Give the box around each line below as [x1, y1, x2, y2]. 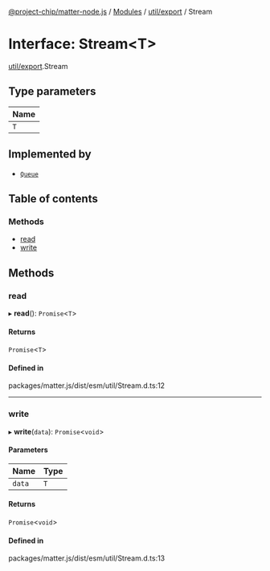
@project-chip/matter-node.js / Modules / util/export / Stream [8, 7, 213, 16]
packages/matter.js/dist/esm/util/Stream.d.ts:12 [8, 381, 166, 390]
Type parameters [8, 84, 96, 99]
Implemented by [8, 148, 92, 161]
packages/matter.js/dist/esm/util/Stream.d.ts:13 [8, 553, 166, 563]
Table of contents [8, 192, 98, 206]
